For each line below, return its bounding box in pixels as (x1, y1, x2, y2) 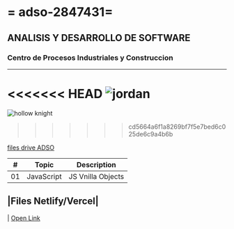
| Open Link (7, 214, 40, 222)
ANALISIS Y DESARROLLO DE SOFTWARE (7, 32, 191, 44)
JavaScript (26, 171, 63, 181)
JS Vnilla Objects (68, 171, 125, 181)
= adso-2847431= (7, 4, 114, 20)
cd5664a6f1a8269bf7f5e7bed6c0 (128, 123, 226, 131)
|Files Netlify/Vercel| (7, 196, 99, 207)
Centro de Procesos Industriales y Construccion (7, 53, 173, 63)
